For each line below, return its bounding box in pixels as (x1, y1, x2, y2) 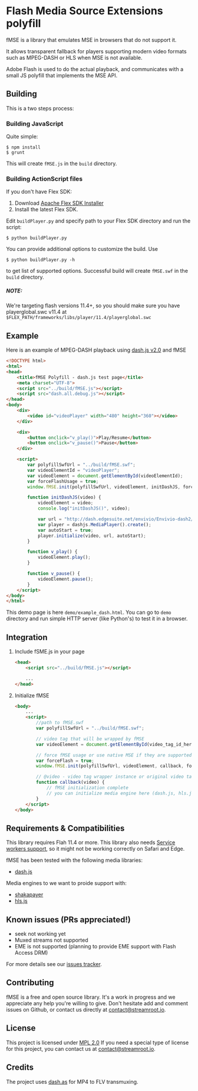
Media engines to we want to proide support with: (6, 880, 127, 887)
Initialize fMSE (14, 691, 49, 699)
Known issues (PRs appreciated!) (6, 915, 131, 925)
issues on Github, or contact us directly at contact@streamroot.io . (6, 1006, 166, 1013)
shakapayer (14, 891, 44, 898)
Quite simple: (6, 133, 38, 140)
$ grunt (6, 150, 25, 156)
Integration (6, 632, 48, 642)
